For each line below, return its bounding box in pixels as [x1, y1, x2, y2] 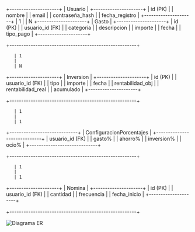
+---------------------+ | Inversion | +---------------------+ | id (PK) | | [6, 74, 177, 80]
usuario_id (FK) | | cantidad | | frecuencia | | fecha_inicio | [6, 191, 144, 198]
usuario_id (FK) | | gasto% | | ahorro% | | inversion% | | [49, 135, 182, 142]
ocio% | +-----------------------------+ [6, 141, 101, 148]
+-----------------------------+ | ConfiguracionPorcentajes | [6, 129, 152, 136]
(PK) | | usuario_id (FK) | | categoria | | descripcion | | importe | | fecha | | [6, 24, 181, 31]
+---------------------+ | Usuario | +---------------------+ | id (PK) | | [6, 6, 173, 12]
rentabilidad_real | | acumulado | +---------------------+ [6, 86, 141, 93]
